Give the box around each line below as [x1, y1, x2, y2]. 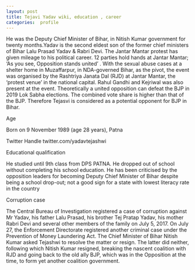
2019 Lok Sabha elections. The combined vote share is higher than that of [6, 91, 184, 98]
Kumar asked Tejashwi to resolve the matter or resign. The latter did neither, [6, 239, 189, 246]
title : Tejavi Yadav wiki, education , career [6, 14, 122, 20]
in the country [6, 185, 40, 192]
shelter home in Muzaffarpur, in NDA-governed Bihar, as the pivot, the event [6, 67, 190, 74]
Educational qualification [6, 149, 66, 156]
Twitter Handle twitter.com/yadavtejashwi [6, 138, 107, 145]
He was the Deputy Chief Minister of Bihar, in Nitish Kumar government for [6, 36, 186, 43]
